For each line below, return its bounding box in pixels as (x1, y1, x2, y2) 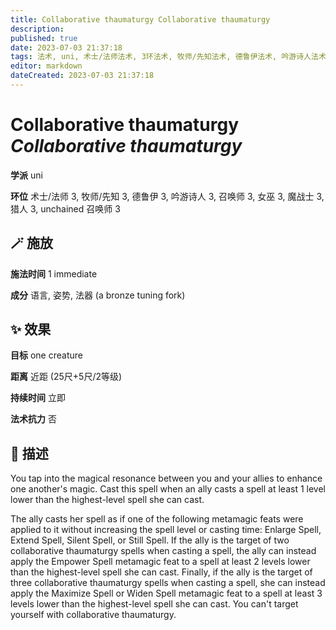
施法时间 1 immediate (10, 267, 98, 280)
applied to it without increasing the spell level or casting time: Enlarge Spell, (10, 524, 322, 536)
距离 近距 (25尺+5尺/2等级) (10, 371, 123, 383)
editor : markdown (10, 61, 83, 71)
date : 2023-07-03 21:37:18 (10, 42, 123, 53)
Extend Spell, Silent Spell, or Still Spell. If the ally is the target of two (10, 534, 290, 546)
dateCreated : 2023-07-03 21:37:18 (10, 71, 155, 81)
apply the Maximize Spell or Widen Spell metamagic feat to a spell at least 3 (10, 587, 323, 600)
